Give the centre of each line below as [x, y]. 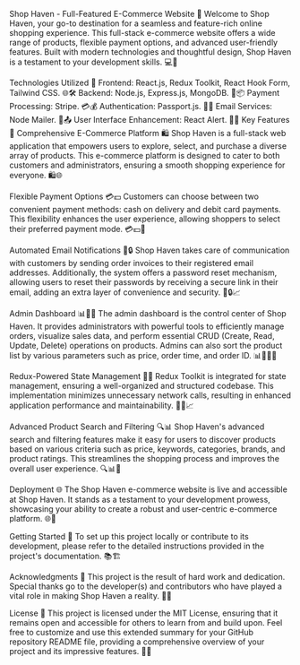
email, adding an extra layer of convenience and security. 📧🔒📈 [125, 292]
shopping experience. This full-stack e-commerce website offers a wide [142, 33]
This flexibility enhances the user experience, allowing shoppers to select [145, 219]
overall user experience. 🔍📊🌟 [65, 469]
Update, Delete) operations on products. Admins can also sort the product [146, 345]
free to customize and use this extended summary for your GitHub [131, 632]
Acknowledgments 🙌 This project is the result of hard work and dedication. [147, 577]
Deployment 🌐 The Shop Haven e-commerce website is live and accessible [149, 489]
